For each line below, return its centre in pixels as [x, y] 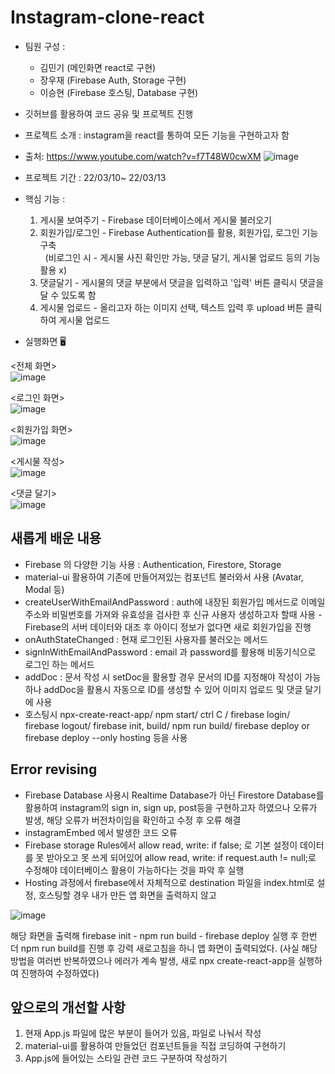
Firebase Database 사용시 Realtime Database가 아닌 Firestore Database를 [174, 795]
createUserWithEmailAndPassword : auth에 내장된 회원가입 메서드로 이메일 [175, 602]
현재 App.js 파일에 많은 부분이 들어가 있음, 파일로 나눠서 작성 [143, 1033]
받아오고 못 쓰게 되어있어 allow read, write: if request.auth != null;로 [181, 857]
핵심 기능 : [45, 198]
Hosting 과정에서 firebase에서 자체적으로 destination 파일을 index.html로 [169, 882]
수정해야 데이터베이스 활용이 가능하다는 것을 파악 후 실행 [134, 870]
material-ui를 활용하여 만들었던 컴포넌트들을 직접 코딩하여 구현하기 [155, 1046]
